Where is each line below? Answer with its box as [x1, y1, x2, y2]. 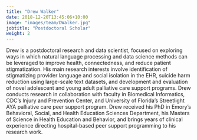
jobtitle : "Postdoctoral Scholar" [6, 25, 91, 31]
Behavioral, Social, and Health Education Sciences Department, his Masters [6, 110, 190, 117]
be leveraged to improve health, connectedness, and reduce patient [6, 60, 171, 67]
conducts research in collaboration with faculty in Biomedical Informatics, [6, 91, 185, 98]
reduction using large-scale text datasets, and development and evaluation [6, 78, 188, 86]
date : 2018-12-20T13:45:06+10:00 [6, 14, 88, 20]
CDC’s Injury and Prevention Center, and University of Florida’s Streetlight [6, 97, 185, 104]
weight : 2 [6, 31, 31, 37]
